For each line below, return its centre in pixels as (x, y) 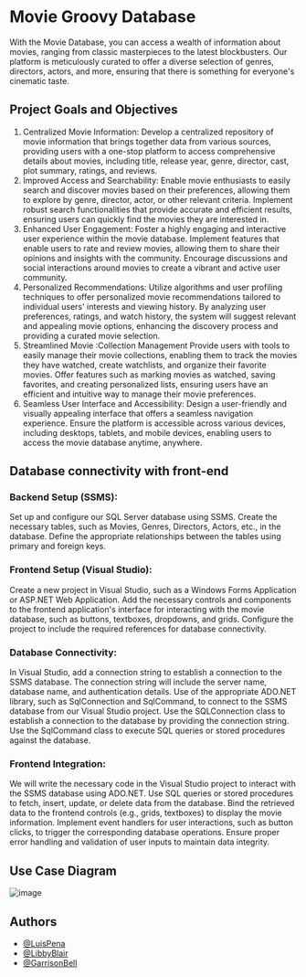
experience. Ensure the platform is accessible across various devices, (154, 423)
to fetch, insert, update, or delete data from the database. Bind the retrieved (152, 803)
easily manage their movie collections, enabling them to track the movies (160, 355)
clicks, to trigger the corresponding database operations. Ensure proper (145, 833)
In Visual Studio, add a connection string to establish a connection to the (146, 673)
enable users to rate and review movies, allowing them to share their (151, 248)
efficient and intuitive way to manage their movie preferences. (139, 394)
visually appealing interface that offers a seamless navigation (138, 413)
